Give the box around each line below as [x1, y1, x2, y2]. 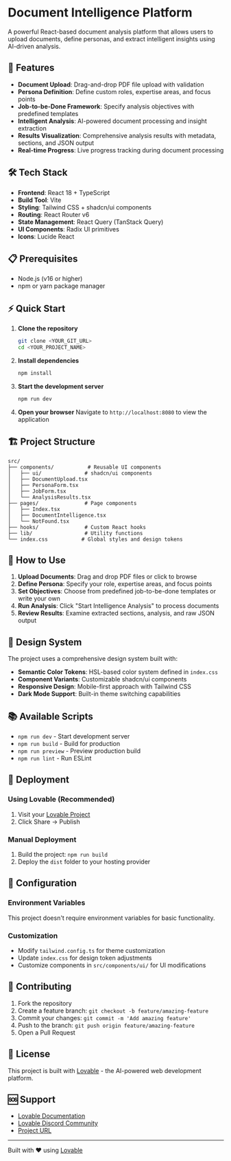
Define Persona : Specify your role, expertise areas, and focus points [17, 580, 212, 588]
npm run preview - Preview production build [17, 747, 141, 755]
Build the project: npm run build [17, 850, 108, 858]
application [17, 415, 50, 423]
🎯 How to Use [8, 554, 66, 566]
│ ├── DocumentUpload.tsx [8, 475, 88, 482]
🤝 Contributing [8, 981, 72, 993]
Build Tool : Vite [17, 196, 62, 204]
